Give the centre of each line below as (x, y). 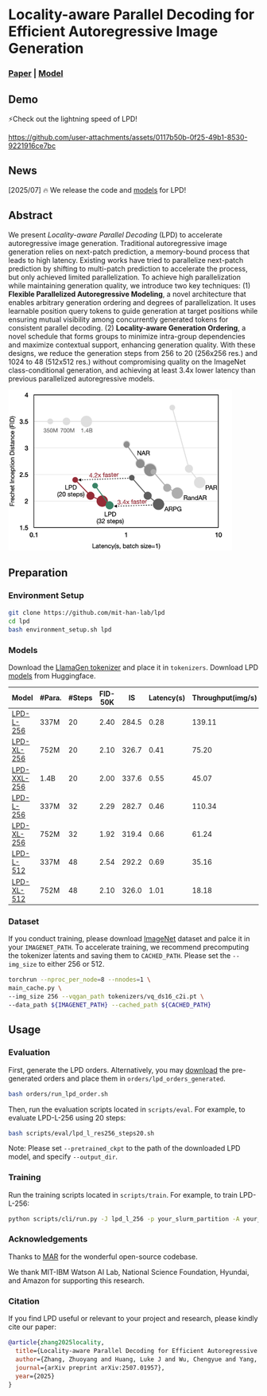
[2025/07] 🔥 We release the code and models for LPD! (97, 190)
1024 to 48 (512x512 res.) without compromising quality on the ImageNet (127, 362)
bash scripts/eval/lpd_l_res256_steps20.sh (81, 1133)
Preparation (38, 573)
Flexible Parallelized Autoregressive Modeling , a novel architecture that (127, 294)
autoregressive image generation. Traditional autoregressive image (118, 243)
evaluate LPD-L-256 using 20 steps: (67, 1117)
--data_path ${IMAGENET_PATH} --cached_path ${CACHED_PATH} (110, 1005)
